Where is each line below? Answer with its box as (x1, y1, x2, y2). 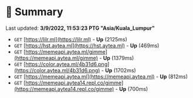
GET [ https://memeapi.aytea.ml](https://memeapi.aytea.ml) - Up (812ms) (13, 73, 188, 80)
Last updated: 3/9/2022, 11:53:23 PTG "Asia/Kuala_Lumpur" (5, 24, 155, 32)
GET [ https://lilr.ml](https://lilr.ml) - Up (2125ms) (13, 36, 127, 43)
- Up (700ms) (115, 85, 148, 92)
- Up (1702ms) (101, 66, 136, 73)
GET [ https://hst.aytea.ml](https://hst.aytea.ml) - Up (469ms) (13, 42, 160, 49)
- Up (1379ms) (99, 54, 134, 61)
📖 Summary (5, 5, 63, 19)
